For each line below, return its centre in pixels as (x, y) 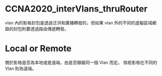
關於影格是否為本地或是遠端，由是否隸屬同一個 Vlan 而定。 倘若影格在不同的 (81, 62)
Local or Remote (38, 49)
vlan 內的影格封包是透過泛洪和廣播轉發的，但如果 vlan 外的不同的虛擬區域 (79, 23)
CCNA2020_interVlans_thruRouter (76, 9)
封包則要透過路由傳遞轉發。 (41, 29)
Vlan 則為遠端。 (21, 68)
